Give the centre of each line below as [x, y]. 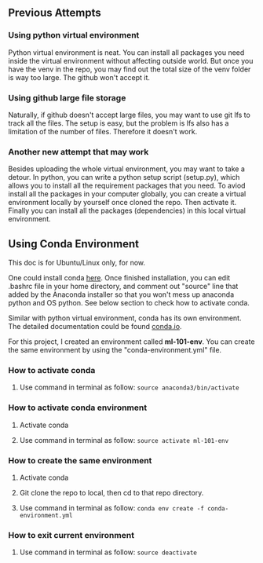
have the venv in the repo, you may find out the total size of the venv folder [130, 69]
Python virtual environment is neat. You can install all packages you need [126, 52]
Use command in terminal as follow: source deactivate [108, 552]
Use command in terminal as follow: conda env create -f [111, 508]
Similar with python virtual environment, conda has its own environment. [125, 318]
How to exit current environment [71, 535]
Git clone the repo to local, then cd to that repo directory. [111, 492]
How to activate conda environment [78, 408]
